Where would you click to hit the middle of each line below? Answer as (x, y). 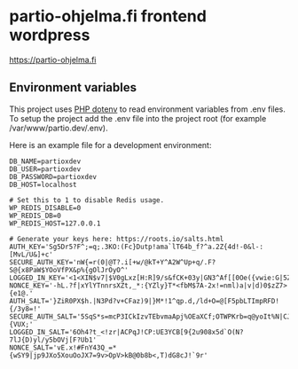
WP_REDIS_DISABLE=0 (45, 208)
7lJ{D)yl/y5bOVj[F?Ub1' (53, 340)
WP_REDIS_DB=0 (35, 216)
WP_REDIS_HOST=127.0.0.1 (55, 224)
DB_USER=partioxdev (45, 169)
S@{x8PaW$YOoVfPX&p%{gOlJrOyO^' (69, 270)
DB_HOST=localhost (43, 184)
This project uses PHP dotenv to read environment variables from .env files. (148, 109)
